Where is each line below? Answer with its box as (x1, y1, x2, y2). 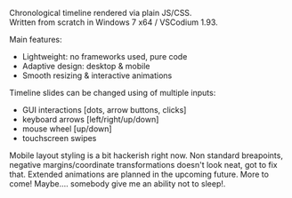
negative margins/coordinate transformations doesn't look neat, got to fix (9, 160, 278, 170)
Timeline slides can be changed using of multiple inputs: (9, 88, 216, 98)
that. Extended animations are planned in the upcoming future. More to (9, 169, 270, 179)
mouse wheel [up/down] (21, 123, 113, 134)
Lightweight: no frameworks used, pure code (21, 51, 188, 61)
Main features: (9, 35, 62, 44)
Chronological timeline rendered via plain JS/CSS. (9, 8, 192, 18)
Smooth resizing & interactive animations (21, 70, 173, 81)
